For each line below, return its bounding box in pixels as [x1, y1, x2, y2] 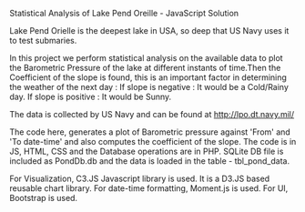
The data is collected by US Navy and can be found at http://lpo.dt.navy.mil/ [9, 109, 295, 119]
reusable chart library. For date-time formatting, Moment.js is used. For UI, [9, 183, 289, 194]
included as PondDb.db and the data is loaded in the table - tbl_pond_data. [9, 156, 290, 167]
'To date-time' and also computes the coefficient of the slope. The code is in [9, 136, 297, 146]
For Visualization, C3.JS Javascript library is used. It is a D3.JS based [9, 173, 270, 184]
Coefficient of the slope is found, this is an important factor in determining [9, 72, 287, 83]
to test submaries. [9, 35, 77, 45]
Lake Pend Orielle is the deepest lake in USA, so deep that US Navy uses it [9, 25, 290, 35]
